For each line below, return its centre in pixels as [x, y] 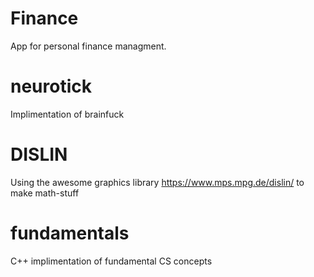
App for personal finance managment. [88, 46]
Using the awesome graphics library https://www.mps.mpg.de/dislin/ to [157, 182]
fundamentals [70, 233]
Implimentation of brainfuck [67, 114]
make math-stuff [45, 193]
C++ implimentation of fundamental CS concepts [111, 261]
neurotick [51, 86]
